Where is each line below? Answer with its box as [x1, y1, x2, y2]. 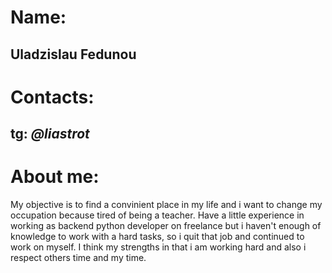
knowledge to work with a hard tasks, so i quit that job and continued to [10, 231, 305, 243]
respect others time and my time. [10, 252, 147, 264]
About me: [10, 166, 100, 188]
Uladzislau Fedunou [10, 46, 137, 63]
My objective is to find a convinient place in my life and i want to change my [10, 199, 323, 211]
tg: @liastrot [10, 126, 90, 143]
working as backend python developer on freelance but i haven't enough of [10, 220, 322, 232]
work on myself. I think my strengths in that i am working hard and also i [10, 241, 307, 253]
